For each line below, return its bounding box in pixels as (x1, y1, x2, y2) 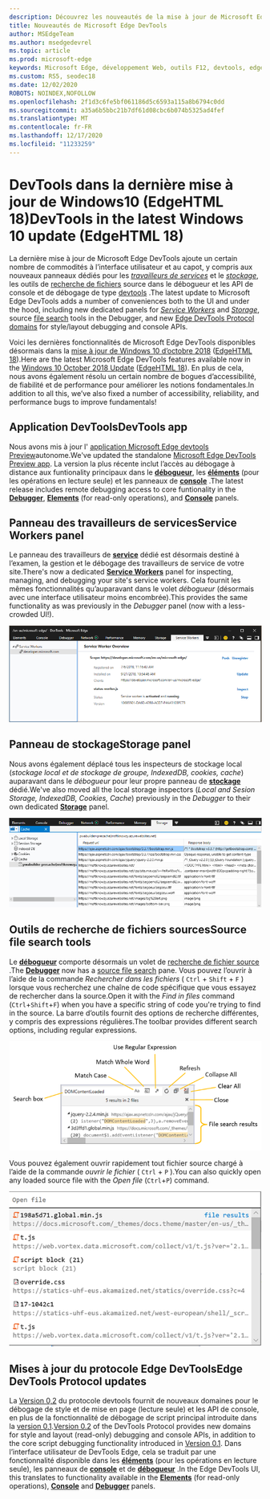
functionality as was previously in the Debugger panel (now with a (9, 601, 228, 611)
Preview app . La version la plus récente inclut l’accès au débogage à (9, 459, 236, 468)
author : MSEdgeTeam (9, 30, 75, 38)
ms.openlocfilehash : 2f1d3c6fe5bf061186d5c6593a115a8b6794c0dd (9, 97, 225, 106)
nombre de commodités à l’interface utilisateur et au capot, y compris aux (9, 262, 253, 272)
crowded (9, 610, 38, 619)
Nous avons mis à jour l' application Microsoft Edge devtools (9, 442, 209, 451)
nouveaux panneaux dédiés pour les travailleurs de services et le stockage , (9, 270, 259, 280)
